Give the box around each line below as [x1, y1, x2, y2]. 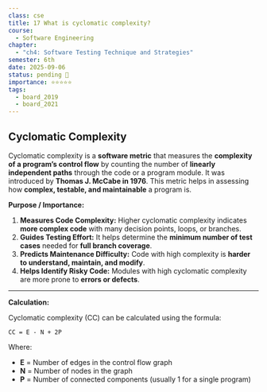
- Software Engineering [15, 33, 94, 42]
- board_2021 [15, 100, 59, 108]
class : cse [8, 11, 44, 20]
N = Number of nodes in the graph [19, 366, 133, 375]
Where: [8, 342, 33, 351]
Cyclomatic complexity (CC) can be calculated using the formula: [8, 312, 222, 322]
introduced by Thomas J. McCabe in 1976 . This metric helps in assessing [8, 176, 250, 185]
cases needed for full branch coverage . [19, 240, 153, 250]
